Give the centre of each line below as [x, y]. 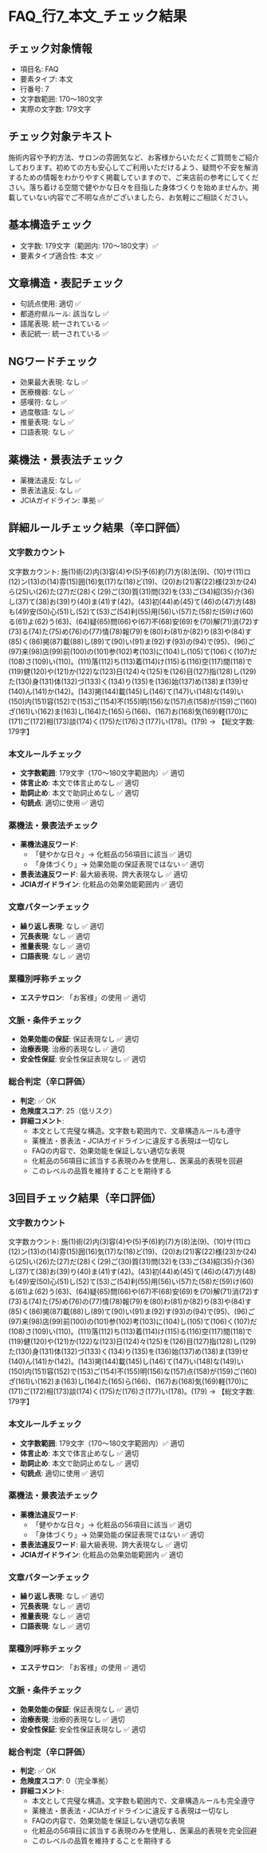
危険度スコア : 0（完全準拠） [66, 1781]
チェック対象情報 [50, 48]
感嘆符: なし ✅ [43, 402]
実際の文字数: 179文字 [55, 109]
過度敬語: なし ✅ [47, 412]
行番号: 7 [34, 89]
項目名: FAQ [39, 69]
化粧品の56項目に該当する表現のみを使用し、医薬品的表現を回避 [137, 1161]
